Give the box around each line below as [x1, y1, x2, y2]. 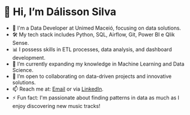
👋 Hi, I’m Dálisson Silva [4, 5, 116, 19]
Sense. [12, 39, 29, 46]
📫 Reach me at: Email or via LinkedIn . [12, 85, 104, 92]
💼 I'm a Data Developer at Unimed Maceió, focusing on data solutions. [12, 24, 181, 31]
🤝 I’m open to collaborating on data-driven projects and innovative [12, 73, 172, 80]
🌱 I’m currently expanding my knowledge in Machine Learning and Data [12, 60, 185, 67]
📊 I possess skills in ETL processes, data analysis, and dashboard [12, 46, 172, 53]
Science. [12, 66, 34, 73]
